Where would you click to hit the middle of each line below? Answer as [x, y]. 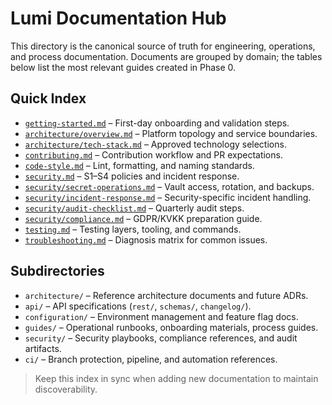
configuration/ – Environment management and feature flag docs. [161, 316]
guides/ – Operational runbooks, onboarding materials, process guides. [171, 327]
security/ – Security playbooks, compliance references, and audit [161, 338]
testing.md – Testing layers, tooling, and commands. [133, 229]
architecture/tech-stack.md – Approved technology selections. [155, 144]
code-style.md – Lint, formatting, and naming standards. [139, 165]
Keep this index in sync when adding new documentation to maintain [176, 378]
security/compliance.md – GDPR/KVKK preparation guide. [143, 218]
